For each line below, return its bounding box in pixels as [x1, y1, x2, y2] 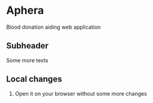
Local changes [6, 74, 62, 84]
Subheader [6, 41, 49, 51]
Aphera [6, 4, 44, 17]
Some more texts [6, 56, 49, 63]
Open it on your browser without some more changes [14, 90, 147, 97]
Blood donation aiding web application [6, 23, 101, 31]
